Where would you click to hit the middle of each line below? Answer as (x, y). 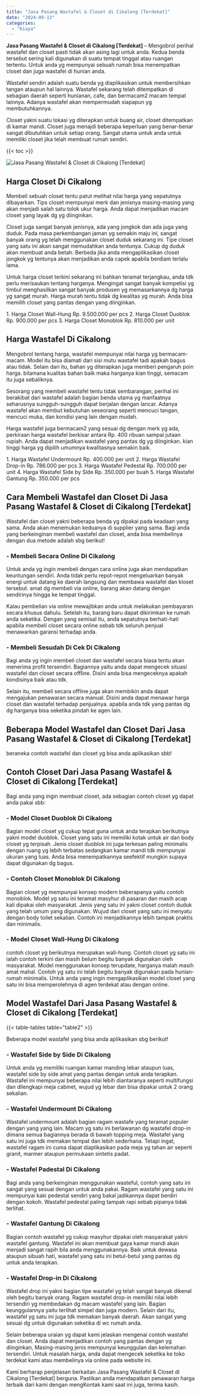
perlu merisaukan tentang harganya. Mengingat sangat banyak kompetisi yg (100, 283)
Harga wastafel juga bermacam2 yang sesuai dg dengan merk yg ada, (93, 428)
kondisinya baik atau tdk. (37, 680)
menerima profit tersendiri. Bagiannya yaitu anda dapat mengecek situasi (97, 667)
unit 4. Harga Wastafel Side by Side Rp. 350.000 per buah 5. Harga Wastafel (100, 472)
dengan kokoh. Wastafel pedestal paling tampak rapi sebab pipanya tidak (97, 1201)
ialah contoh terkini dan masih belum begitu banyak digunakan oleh (89, 959)
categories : (21, 23)
